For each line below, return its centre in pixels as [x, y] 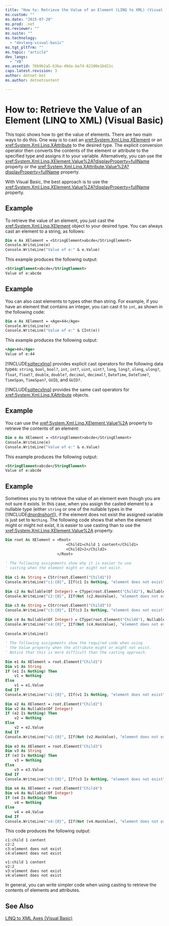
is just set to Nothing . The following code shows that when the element [78, 520]
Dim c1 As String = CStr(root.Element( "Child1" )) [58, 578]
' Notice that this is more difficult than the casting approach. [76, 652]
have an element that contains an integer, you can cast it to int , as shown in [84, 306]
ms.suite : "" [19, 33]
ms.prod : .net [20, 24]
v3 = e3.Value [29, 770]
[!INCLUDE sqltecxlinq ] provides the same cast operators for [67, 390]
